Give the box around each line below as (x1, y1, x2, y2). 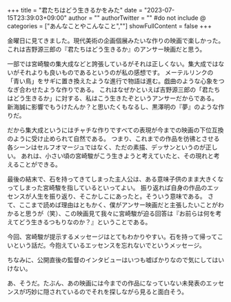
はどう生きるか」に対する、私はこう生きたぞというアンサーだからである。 (7, 94, 219, 102)
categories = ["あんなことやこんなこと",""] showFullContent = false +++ (7, 22, 212, 30)
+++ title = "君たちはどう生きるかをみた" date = (7, 6, 143, 14)
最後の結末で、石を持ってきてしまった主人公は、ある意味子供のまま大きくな (7, 175, 224, 183)
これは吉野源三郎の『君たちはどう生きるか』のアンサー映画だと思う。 (7, 45, 206, 53)
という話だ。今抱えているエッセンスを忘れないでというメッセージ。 (12, 241, 205, 249)
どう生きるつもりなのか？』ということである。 (19, 218, 152, 226)
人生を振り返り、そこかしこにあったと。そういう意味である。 (30, 192, 207, 200)
